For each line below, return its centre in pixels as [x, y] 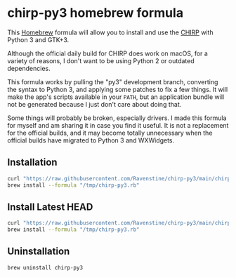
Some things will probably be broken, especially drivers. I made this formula [117, 118]
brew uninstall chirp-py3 [45, 267]
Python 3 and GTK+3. [38, 39]
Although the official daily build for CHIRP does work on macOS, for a [108, 53]
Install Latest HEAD [50, 207]
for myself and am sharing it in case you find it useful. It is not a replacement [118, 125]
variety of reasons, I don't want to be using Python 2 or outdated [101, 60]
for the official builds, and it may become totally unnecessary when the [110, 133]
